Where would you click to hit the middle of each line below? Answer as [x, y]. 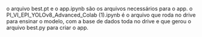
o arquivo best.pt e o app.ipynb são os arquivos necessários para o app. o [99, 9]
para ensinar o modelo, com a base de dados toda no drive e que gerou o [99, 21]
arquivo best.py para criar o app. [47, 27]
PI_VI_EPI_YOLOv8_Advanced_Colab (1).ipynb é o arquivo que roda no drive [101, 15]
